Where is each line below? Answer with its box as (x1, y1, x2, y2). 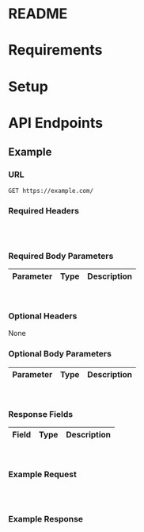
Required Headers (8, 206, 79, 217)
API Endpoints (8, 114, 104, 132)
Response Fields (8, 408, 74, 419)
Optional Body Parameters (8, 349, 112, 360)
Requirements (8, 41, 103, 60)
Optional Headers (8, 310, 78, 322)
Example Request (8, 468, 77, 480)
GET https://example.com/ (8, 187, 93, 195)
